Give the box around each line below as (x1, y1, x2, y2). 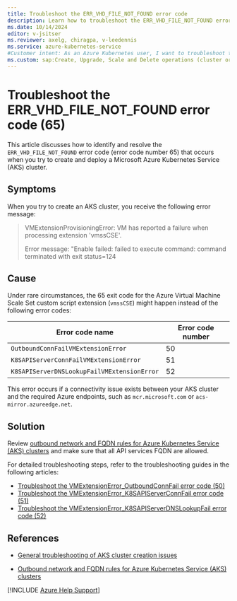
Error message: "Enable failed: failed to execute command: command (24, 245, 226, 253)
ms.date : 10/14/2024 (7, 23, 68, 30)
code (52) (17, 512, 47, 520)
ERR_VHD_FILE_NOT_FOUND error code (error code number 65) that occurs (7, 148, 214, 156)
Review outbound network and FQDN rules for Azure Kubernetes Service (7, 439, 220, 448)
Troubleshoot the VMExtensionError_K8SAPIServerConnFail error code (17, 489, 224, 498)
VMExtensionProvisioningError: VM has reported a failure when (24, 223, 209, 232)
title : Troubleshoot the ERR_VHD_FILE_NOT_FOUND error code (7, 10, 188, 18)
